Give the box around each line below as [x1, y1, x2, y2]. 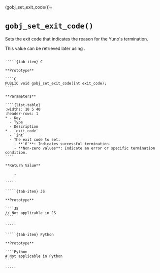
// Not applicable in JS [5, 210, 56, 215]
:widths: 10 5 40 [5, 107, 41, 112]
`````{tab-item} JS [5, 189, 45, 194]
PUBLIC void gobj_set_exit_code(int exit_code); [5, 81, 107, 86]
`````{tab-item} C [5, 59, 43, 64]
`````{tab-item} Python [5, 232, 54, 237]
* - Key [5, 116, 21, 120]
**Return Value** [5, 163, 41, 168]
